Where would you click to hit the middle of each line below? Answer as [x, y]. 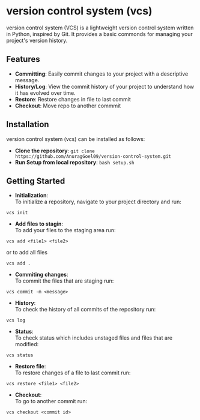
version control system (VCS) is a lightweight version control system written [100, 28]
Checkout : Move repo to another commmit [68, 106]
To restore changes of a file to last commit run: [73, 373]
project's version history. [37, 40]
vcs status [20, 355]
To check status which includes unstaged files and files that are [94, 338]
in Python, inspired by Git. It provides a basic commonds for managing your [100, 34]
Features [23, 59]
